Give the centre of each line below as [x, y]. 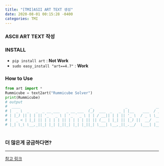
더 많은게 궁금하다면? [29, 143]
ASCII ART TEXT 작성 [30, 37]
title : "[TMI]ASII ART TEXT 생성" [39, 9]
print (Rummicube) [23, 97]
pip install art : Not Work [40, 60]
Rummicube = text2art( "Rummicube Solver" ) [49, 93]
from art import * [24, 88]
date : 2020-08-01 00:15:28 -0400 [39, 14]
